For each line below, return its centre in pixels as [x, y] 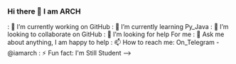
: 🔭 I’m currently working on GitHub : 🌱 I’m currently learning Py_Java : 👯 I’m [118, 27]
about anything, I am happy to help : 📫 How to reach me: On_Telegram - [113, 43]
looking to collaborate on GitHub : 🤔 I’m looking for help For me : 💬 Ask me [116, 34]
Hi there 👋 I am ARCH [44, 11]
